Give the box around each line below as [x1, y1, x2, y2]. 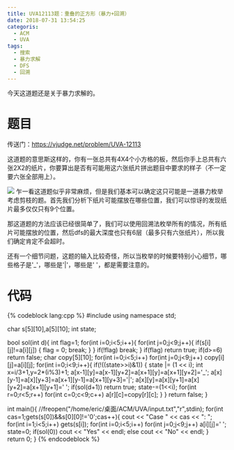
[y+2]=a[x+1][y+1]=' [7, 383, 65, 391]
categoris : [7, 23, 39, 30]
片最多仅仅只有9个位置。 [7, 205, 79, 213]
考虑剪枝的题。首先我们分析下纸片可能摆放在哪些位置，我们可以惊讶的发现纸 [7, 196, 227, 205]
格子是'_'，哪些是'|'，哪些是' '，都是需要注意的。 [13, 261, 153, 269]
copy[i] [204, 354, 225, 362]
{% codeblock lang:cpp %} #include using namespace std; [7, 312, 176, 320]
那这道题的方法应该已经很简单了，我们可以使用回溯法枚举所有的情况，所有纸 [7, 219, 227, 228]
